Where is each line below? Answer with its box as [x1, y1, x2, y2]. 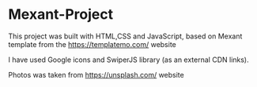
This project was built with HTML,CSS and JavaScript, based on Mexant [8, 31, 243, 41]
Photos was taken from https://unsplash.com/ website [8, 70, 184, 79]
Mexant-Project [8, 5, 113, 24]
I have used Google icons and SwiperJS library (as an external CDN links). [8, 55, 249, 64]
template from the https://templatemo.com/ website [8, 39, 176, 49]
